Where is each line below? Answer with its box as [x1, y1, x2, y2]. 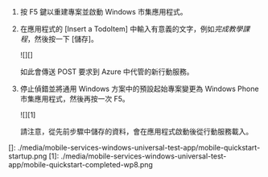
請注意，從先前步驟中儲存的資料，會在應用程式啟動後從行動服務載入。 [19, 127, 254, 136]
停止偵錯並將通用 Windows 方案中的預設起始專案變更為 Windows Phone [19, 84, 259, 93]
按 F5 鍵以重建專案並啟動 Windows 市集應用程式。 [19, 7, 188, 16]
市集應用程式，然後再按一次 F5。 [19, 94, 130, 103]
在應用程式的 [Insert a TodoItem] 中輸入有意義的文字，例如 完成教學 [19, 24, 243, 34]
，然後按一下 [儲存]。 [27, 35, 98, 43]
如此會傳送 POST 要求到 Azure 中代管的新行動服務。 [19, 67, 195, 76]
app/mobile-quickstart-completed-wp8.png [8, 160, 153, 169]
